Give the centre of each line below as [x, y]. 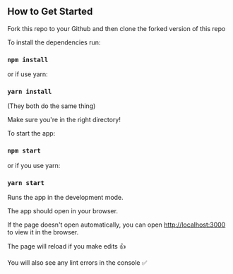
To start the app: [31, 133]
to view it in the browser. [43, 232]
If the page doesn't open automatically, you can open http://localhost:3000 [116, 225]
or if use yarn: [28, 74]
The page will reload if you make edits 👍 [66, 246]
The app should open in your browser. [63, 211]
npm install [28, 60]
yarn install [30, 92]
